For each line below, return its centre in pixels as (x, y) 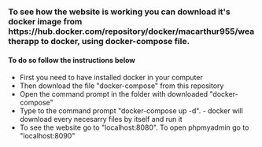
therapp (24, 41)
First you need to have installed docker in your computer (111, 78)
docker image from (45, 21)
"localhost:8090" (47, 136)
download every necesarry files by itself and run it (101, 119)
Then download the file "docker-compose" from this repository (122, 86)
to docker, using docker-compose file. (115, 41)
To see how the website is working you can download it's (119, 12)
